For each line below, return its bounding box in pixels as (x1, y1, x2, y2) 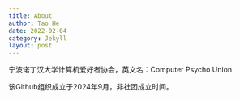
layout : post (8, 42, 53, 50)
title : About (8, 11, 53, 20)
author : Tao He (8, 19, 60, 27)
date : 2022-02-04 (8, 27, 67, 35)
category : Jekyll (8, 34, 67, 43)
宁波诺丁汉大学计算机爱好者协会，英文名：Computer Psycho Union (8, 65, 233, 75)
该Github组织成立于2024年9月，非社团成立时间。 (8, 82, 174, 92)
